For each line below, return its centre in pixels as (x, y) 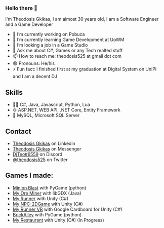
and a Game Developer (29, 24)
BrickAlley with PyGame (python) (47, 214)
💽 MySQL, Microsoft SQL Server (46, 116)
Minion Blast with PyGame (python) (49, 187)
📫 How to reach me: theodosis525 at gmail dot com (67, 56)
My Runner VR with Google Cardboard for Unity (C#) (67, 209)
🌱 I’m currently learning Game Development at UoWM (68, 40)
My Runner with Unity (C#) (40, 198)
